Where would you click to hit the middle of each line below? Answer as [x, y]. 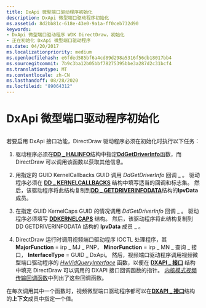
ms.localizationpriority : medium [49, 52]
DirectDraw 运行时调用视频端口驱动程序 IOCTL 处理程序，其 [91, 239]
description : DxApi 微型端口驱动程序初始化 [58, 18]
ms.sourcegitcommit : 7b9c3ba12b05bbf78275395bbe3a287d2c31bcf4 [89, 63]
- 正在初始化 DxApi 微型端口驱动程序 [49, 41]
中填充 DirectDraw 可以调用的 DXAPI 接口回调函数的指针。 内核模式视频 [106, 270]
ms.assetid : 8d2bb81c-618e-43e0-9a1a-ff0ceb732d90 [73, 23]
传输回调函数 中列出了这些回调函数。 [61, 278]
